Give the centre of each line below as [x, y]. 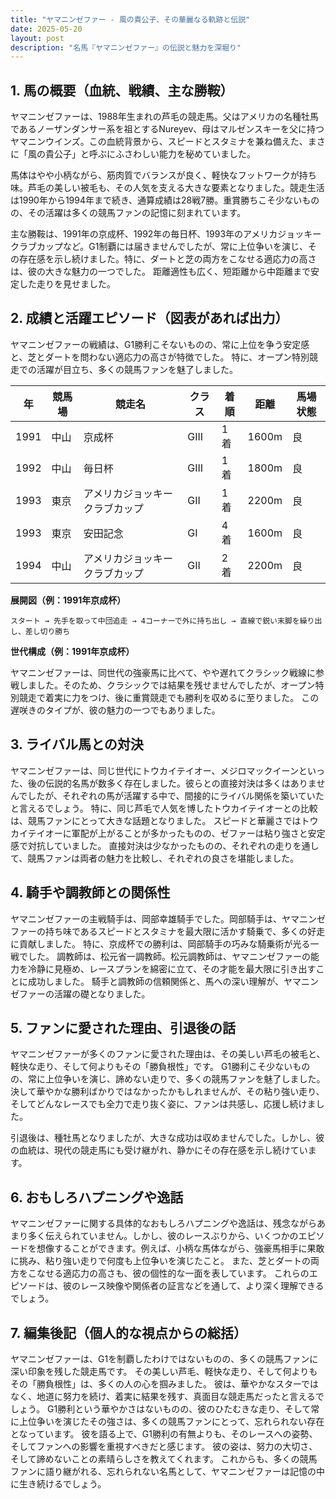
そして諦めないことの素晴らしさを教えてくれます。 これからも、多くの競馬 [164, 1458]
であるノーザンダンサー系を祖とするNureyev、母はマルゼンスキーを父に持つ [167, 129]
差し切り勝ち [47, 631]
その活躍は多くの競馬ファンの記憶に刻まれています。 [137, 213]
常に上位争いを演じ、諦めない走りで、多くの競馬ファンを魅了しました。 [176, 1079]
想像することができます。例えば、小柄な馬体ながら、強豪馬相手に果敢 [180, 1248]
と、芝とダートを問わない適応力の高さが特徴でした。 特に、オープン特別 [160, 357]
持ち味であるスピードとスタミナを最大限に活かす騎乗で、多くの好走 [185, 931]
